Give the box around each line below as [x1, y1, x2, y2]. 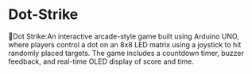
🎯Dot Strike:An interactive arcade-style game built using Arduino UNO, [8, 31, 240, 41]
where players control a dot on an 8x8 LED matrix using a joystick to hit [8, 39, 242, 49]
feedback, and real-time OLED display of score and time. [8, 57, 195, 66]
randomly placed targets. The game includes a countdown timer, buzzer [8, 48, 244, 57]
